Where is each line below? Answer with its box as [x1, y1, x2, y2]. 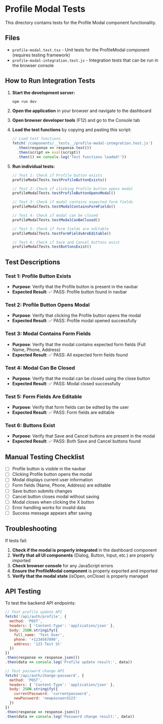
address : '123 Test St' [14, 641, 63, 647]
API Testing [5, 587, 41, 596]
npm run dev [12, 99, 37, 104]
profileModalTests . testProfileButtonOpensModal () [12, 191, 116, 196]
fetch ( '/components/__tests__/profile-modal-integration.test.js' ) [12, 141, 153, 146]
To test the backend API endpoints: [5, 600, 76, 606]
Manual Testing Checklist [5, 453, 85, 461]
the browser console [12, 62, 54, 68]
